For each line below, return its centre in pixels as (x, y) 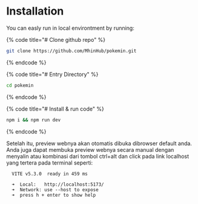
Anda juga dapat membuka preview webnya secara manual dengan (90, 149)
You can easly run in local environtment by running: (70, 28)
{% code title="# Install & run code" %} (55, 109)
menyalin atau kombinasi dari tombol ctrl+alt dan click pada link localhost (98, 156)
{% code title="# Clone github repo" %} (56, 39)
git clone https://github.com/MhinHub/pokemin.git (71, 51)
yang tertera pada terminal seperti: (50, 163)
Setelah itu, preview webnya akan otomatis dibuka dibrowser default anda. (99, 143)
